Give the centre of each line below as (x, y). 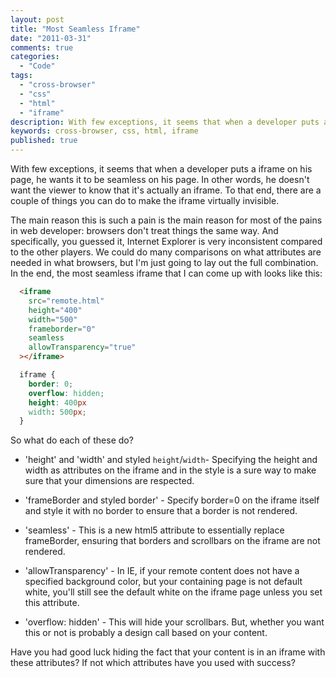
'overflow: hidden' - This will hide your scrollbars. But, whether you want (174, 622)
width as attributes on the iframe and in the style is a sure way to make (170, 470)
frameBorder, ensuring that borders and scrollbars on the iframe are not (172, 541)
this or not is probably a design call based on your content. (146, 633)
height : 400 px (57, 402)
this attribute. (52, 603)
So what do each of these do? (72, 440)
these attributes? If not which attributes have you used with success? (153, 663)
